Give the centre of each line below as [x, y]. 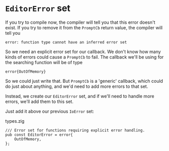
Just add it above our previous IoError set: [50, 111]
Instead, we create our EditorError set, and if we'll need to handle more [80, 96]
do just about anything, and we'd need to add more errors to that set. [77, 86]
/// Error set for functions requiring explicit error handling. [75, 130]
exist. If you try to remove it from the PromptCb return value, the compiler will [84, 27]
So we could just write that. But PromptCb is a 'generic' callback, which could [84, 81]
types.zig [15, 121]
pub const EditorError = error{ [39, 135]
